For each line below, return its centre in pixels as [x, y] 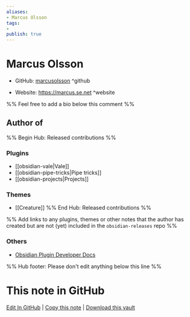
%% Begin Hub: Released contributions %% [61, 137]
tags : [13, 23]
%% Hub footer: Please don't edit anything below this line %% [84, 266]
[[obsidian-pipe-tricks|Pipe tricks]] [58, 173]
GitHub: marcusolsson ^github [52, 81]
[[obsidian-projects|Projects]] [52, 179]
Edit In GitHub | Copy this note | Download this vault [71, 307]
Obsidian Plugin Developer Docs [55, 254]
